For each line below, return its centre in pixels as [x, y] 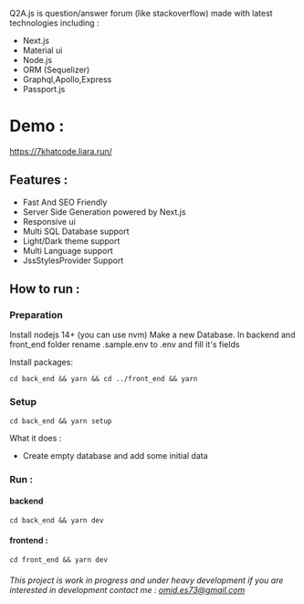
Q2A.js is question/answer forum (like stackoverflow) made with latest [141, 13]
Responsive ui [49, 221]
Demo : [37, 126]
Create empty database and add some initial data [115, 455]
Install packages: [41, 362]
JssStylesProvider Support [73, 260]
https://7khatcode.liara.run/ [61, 151]
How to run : [45, 289]
